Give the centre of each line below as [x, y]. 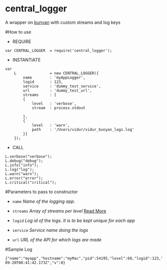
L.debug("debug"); [24, 161]
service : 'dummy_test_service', [62, 86]
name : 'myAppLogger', [54, 77]
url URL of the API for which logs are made [57, 240]
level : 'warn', [51, 125]
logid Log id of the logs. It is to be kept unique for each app [74, 220]
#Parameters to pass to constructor [42, 192]
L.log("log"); [20, 169]
